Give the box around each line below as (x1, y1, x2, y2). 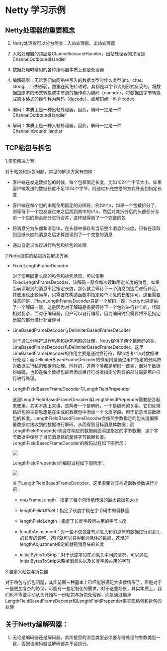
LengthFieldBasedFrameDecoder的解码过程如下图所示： (12, 440, 128, 446)
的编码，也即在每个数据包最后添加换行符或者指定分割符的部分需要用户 (12, 369, 157, 375)
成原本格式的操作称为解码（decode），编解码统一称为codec (12, 96, 135, 102)
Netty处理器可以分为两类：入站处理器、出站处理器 (12, 40, 115, 46)
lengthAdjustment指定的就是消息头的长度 (19, 541, 104, 547)
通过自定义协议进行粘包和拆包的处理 (12, 242, 87, 248)
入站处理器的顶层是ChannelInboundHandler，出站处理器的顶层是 (12, 51, 146, 56)
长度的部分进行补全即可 (12, 316, 61, 322)
